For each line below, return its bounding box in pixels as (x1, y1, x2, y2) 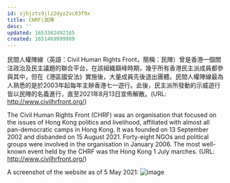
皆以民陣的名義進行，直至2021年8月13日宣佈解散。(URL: (7, 90, 167, 98)
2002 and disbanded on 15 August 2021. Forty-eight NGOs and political (7, 133, 209, 141)
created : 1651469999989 (7, 36, 76, 43)
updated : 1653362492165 (7, 29, 76, 36)
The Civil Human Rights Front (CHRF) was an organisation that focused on (7, 111, 217, 119)
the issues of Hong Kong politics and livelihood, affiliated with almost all (7, 118, 210, 127)
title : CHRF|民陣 (7, 17, 55, 23)
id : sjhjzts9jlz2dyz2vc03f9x (7, 10, 91, 17)
